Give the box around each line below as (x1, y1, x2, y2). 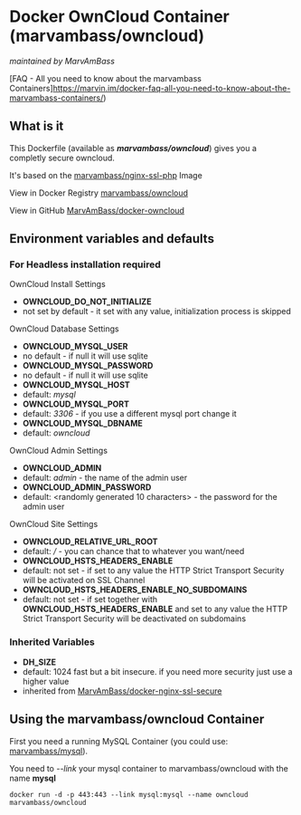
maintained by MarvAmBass (9, 55, 116, 66)
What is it (9, 119, 64, 134)
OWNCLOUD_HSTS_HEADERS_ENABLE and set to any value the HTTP (22, 604, 287, 615)
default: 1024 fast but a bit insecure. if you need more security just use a (22, 666, 293, 676)
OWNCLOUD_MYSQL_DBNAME (22, 418, 143, 429)
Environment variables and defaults (9, 231, 215, 246)
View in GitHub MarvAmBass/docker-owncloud (9, 205, 185, 216)
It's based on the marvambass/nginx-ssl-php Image (9, 169, 203, 180)
